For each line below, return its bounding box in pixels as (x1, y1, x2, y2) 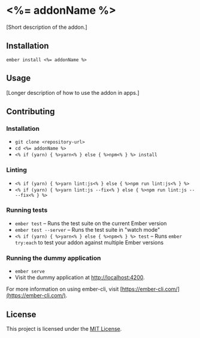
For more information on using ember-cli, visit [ (6, 286, 123, 293)
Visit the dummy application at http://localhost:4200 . (14, 274, 145, 281)
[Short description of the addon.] (6, 23, 88, 31)
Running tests (6, 206, 48, 214)
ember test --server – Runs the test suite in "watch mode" (14, 226, 160, 233)
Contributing (6, 106, 55, 116)
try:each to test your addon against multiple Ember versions (14, 238, 163, 246)
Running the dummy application (6, 253, 101, 262)
